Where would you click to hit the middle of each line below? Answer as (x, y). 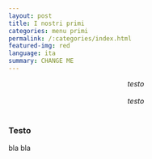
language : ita (32, 53)
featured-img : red (39, 46)
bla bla (19, 148)
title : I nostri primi (46, 23)
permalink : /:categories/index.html (70, 38)
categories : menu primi (49, 31)
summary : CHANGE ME (41, 61)
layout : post (30, 16)
